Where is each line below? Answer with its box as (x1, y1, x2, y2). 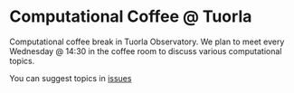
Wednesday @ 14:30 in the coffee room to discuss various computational (9, 45, 282, 56)
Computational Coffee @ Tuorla (9, 6, 252, 27)
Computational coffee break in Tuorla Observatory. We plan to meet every (9, 36, 285, 47)
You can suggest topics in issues (9, 72, 132, 83)
